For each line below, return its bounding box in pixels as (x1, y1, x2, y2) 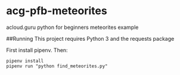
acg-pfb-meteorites (6, 4, 107, 18)
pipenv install (6, 58, 44, 64)
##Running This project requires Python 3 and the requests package (6, 35, 175, 42)
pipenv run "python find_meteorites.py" (6, 63, 108, 69)
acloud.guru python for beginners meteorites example (6, 24, 139, 31)
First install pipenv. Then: (6, 46, 68, 54)
